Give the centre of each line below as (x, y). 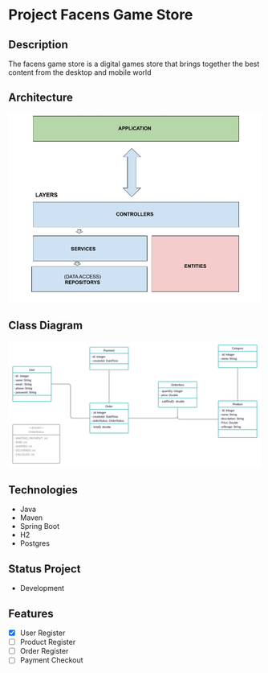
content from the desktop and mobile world (80, 72)
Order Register (44, 651)
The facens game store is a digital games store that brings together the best (134, 64)
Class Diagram (45, 326)
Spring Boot (40, 526)
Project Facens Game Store (101, 15)
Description (38, 45)
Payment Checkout (51, 660)
